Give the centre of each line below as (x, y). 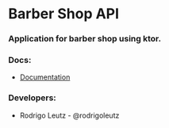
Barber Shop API (64, 14)
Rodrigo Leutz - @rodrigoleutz (69, 115)
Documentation (45, 77)
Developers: (33, 98)
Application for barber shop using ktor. (84, 39)
